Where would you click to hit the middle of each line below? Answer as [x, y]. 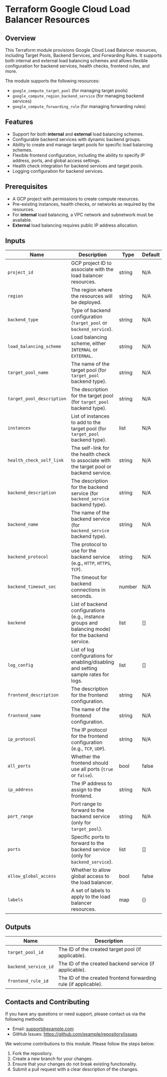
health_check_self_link [36, 461]
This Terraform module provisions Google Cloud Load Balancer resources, [81, 50]
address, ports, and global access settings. [56, 160]
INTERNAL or [84, 350]
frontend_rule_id [28, 981]
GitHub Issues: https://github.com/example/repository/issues [75, 1034]
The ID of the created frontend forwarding [107, 978]
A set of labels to [91, 891]
